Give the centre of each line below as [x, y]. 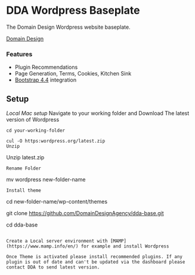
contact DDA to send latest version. [53, 267]
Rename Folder [24, 168]
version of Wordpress [33, 120]
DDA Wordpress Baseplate [73, 10]
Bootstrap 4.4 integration [46, 80]
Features [19, 54]
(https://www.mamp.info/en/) [42, 246]
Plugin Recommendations [46, 67]
